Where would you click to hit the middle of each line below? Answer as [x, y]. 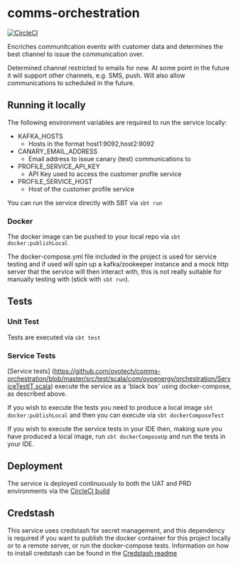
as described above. [37, 394]
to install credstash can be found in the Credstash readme [92, 553]
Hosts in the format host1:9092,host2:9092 [91, 143]
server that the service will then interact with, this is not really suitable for [115, 272]
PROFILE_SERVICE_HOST [55, 181]
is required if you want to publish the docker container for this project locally [119, 538]
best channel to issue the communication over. [76, 54]
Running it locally [47, 105]
